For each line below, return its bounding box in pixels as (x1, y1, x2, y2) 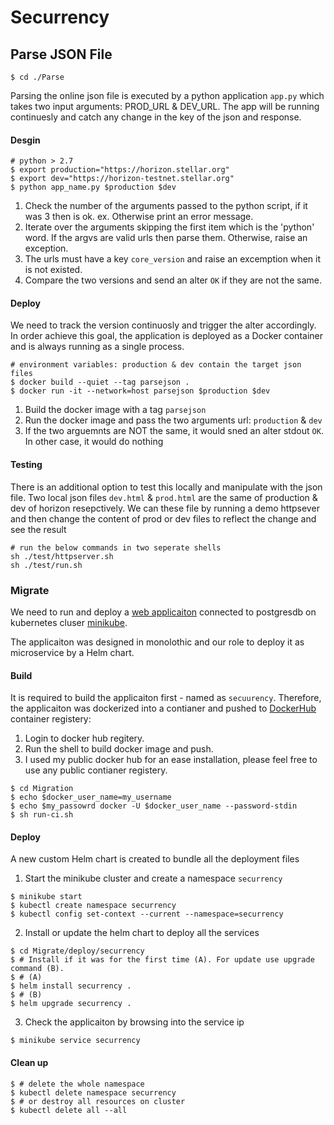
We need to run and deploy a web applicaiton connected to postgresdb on (10, 606, 317, 618)
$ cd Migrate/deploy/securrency (10, 946, 145, 956)
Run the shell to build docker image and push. (24, 743, 214, 755)
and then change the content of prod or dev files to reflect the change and (10, 512, 317, 525)
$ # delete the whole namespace (10, 1079, 145, 1089)
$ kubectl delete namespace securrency (10, 1087, 177, 1098)
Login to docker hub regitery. (24, 732, 145, 745)
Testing (10, 459, 43, 470)
